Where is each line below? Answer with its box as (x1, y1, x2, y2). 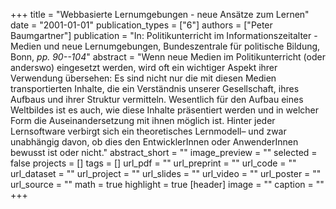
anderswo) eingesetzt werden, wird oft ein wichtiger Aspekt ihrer (10, 62, 278, 73)
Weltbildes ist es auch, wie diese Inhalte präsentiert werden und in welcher (10, 104, 320, 116)
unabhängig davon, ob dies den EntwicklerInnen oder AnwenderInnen (10, 136, 299, 148)
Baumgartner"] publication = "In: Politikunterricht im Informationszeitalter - (10, 30, 318, 41)
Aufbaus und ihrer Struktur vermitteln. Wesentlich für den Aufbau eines (10, 94, 304, 105)
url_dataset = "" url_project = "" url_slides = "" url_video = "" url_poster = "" (10, 168, 322, 179)
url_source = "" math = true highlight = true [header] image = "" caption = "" (10, 179, 325, 190)
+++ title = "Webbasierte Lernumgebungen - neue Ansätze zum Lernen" (10, 9, 310, 20)
